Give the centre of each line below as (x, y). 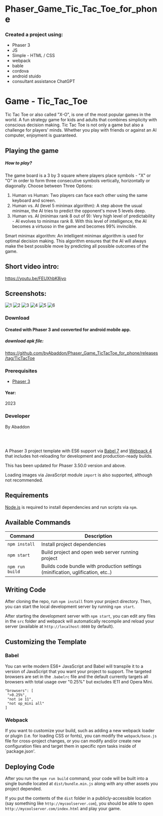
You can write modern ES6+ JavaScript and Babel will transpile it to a (74, 666)
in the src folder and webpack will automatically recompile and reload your (80, 621)
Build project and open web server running (90, 552)
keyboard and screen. (34, 200)
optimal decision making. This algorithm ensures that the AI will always (76, 241)
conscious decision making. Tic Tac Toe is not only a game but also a (74, 125)
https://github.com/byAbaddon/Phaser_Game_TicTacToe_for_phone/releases (82, 353)
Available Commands (38, 522)
